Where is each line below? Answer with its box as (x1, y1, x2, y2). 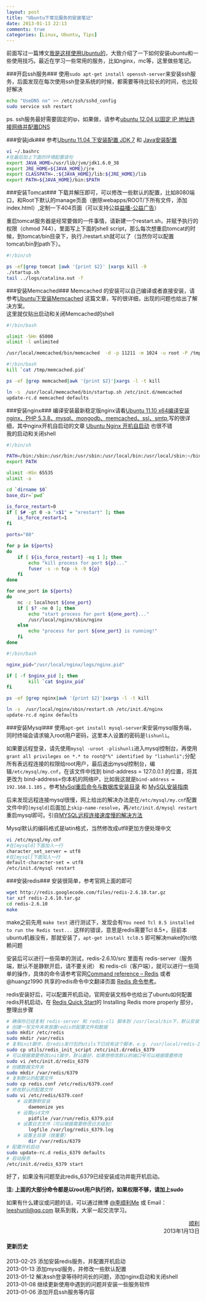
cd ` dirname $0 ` (6, 486, 48, 493)
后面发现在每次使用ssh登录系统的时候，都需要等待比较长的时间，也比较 (17, 78, 198, 85)
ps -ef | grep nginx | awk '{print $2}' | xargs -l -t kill (6, 695, 150, 701)
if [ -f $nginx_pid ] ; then (6, 673, 78, 679)
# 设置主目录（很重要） (17, 1133, 69, 1139)
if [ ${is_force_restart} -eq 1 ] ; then (17, 554, 122, 560)
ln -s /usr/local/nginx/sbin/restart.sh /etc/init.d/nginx (6, 706, 164, 713)
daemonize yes (28, 1104, 64, 1110)
